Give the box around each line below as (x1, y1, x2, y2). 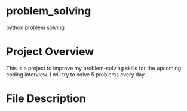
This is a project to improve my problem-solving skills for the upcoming (6, 64, 182, 72)
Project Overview (6, 45, 94, 58)
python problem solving (6, 24, 65, 31)
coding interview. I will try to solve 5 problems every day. (6, 70, 146, 78)
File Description (6, 92, 87, 106)
